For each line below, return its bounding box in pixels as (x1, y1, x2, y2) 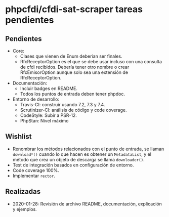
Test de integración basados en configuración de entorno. (12, 162, 134, 168)
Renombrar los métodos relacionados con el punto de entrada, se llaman (12, 146, 164, 152)
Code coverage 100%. (12, 167, 59, 173)
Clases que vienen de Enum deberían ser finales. (20, 53, 122, 59)
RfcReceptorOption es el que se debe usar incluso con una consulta (20, 59, 162, 64)
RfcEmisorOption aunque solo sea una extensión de (20, 69, 128, 75)
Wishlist (5, 133, 32, 141)
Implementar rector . (12, 172, 56, 179)
